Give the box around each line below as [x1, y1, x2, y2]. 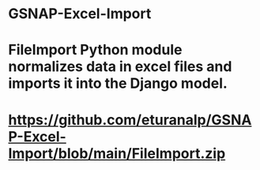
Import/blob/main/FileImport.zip [8, 144, 226, 162]
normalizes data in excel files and [8, 58, 232, 76]
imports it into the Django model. [8, 74, 228, 93]
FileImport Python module [8, 41, 183, 59]
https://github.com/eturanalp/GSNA [8, 111, 252, 129]
